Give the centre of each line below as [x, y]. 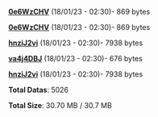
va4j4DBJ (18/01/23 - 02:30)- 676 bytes [75, 58]
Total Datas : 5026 [38, 90]
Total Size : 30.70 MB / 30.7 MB [60, 105]
